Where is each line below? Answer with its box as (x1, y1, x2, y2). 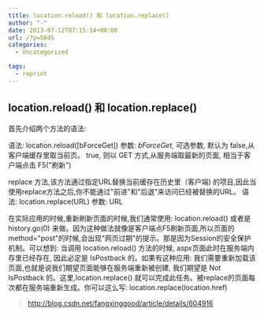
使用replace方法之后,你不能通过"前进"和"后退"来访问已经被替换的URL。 (8, 186, 240, 196)
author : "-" (8, 19, 47, 27)
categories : (8, 41, 47, 49)
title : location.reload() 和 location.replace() (8, 11, 169, 20)
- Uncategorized (15, 48, 69, 56)
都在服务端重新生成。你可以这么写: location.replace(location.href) (14, 282, 228, 292)
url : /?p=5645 (8, 33, 55, 42)
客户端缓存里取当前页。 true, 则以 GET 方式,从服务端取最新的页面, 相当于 (8, 150, 244, 160)
